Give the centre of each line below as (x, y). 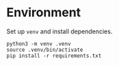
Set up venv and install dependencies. (59, 31)
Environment (44, 13)
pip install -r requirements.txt (54, 56)
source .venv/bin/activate (45, 50)
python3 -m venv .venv (39, 44)
